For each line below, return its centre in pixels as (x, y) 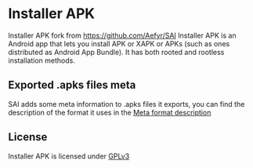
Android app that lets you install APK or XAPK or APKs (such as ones (119, 43)
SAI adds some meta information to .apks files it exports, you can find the (127, 104)
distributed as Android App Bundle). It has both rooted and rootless (116, 52)
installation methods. (42, 60)
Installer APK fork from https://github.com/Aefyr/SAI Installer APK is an (122, 35)
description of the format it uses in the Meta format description (110, 112)
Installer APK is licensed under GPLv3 (69, 156)
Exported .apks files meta (72, 85)
